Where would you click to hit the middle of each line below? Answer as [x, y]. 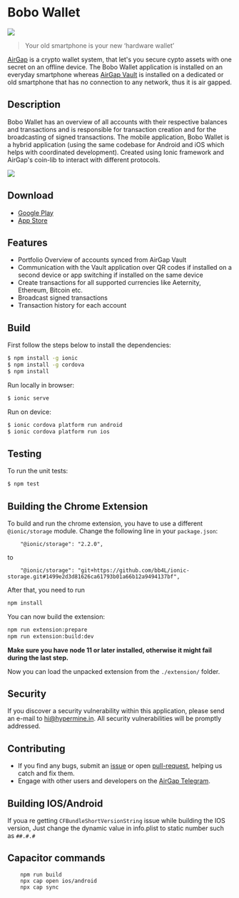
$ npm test [24, 484]
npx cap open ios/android [59, 881]
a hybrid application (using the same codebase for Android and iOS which [116, 144]
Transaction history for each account [72, 306]
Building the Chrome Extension [78, 506]
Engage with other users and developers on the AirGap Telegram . [114, 781]
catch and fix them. [46, 773]
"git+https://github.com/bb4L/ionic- [134, 570]
